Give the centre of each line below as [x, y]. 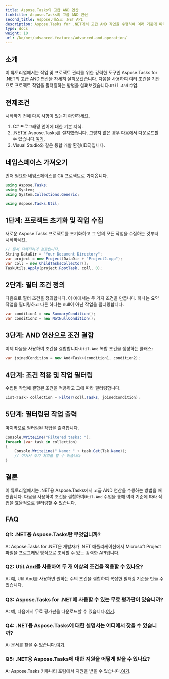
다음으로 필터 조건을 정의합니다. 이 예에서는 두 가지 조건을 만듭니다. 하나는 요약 [82, 298]
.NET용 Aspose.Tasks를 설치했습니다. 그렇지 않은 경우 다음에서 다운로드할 [86, 133]
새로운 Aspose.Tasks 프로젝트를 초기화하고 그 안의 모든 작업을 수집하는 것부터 [82, 233]
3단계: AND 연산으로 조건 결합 [50, 335]
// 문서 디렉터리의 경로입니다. [33, 249]
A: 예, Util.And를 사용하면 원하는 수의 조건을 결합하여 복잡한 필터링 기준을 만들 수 [84, 578]
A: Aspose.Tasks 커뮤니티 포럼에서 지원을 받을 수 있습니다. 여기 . [68, 671]
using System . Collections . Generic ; [43, 195]
